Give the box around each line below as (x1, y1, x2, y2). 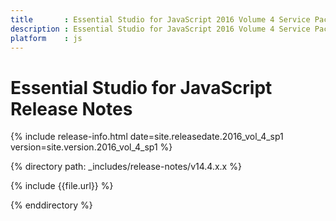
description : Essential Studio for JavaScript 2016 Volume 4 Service (10, 24, 311, 34)
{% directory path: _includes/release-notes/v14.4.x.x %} (10, 161, 242, 173)
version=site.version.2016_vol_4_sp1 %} (10, 141, 173, 153)
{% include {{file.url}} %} (10, 180, 114, 192)
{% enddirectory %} (10, 199, 93, 211)
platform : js (10, 33, 83, 43)
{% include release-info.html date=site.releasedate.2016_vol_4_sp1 (10, 131, 284, 143)
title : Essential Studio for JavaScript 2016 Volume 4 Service (10, 14, 311, 25)
